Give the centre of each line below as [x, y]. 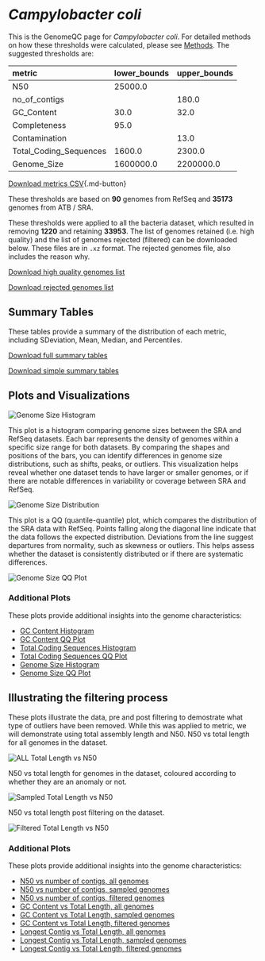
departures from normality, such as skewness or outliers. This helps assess [132, 545]
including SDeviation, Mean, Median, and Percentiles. [95, 340]
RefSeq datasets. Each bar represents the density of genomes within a [124, 438]
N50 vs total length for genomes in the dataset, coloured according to [122, 773]
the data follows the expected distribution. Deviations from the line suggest [131, 537]
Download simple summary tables [63, 370]
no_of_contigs [38, 99]
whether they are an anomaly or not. [67, 782]
